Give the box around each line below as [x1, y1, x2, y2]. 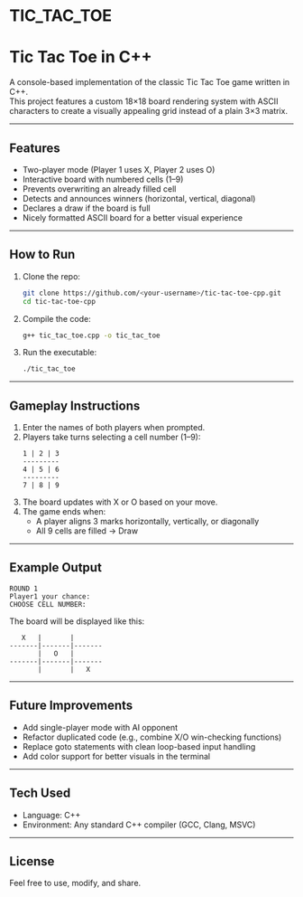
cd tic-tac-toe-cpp [22, 297, 96, 306]
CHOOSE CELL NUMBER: [9, 600, 87, 609]
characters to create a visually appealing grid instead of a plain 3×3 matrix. [9, 106, 289, 117]
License [9, 854, 55, 869]
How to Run [9, 247, 76, 262]
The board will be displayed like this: [9, 616, 145, 627]
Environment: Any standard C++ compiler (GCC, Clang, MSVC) [22, 819, 256, 830]
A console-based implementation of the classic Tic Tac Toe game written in [9, 77, 290, 88]
